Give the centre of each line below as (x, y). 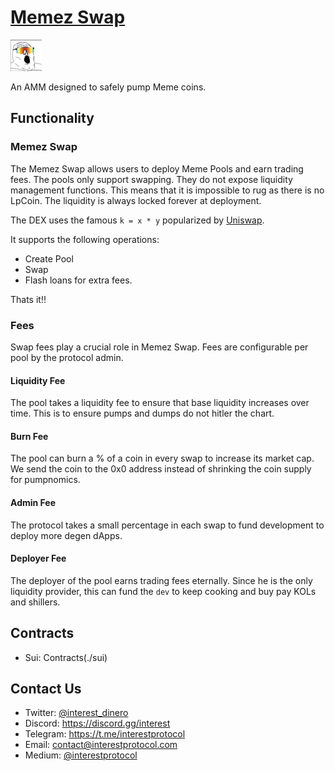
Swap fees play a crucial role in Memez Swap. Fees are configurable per (159, 347)
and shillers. (35, 602)
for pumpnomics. (45, 480)
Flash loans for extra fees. (78, 280)
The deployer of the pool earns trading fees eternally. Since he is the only (161, 580)
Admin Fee (33, 502)
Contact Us (46, 688)
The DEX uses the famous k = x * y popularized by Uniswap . (137, 220)
